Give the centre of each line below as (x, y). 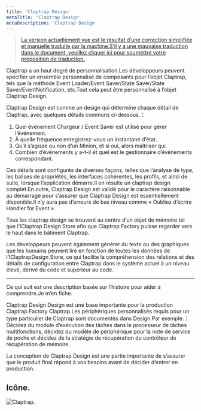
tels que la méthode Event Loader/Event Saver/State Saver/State (86, 83)
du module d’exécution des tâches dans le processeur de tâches (107, 325)
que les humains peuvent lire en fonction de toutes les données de (88, 251)
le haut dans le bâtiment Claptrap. (48, 233)
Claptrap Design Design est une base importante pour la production (90, 305)
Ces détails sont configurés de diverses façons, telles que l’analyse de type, (100, 170)
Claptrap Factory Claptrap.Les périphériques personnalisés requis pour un (98, 312)
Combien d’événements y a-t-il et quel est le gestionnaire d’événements (103, 152)
